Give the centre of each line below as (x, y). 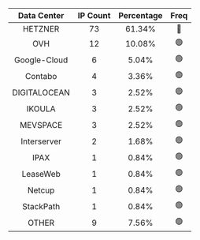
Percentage (140, 15)
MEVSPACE (41, 125)
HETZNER (41, 29)
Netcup (41, 190)
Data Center (41, 15)
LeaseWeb (41, 174)
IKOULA (41, 108)
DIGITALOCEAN (41, 92)
